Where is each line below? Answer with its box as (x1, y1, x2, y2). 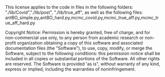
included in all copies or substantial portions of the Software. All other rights (5, 56, 160, 61)
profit (5, 40, 16, 46)
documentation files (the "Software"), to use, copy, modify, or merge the (5, 45, 153, 51)
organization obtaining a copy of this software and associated (17, 40, 143, 46)
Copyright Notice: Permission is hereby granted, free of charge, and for (5, 30, 151, 35)
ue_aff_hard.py (5, 20, 36, 26)
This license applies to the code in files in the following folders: (5, 4, 133, 10)
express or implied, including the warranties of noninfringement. (5, 66, 136, 72)
